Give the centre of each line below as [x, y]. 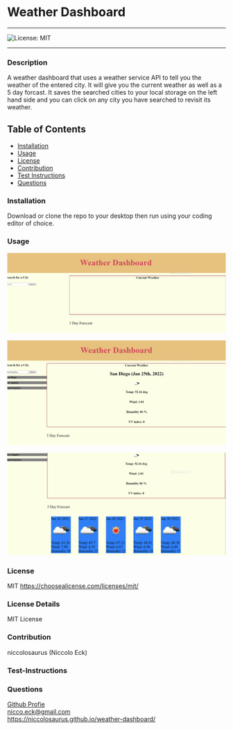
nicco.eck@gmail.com [39, 711]
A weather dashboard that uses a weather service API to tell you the [104, 78]
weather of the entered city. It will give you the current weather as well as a [114, 85]
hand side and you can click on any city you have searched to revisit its [109, 100]
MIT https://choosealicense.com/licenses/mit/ [73, 586]
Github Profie [26, 704]
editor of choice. [31, 223]
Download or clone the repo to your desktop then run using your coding [110, 216]
